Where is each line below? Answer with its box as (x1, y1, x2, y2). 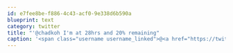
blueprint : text (7, 17, 54, 23)
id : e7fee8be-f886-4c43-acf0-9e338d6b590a (7, 10, 132, 17)
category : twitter (7, 23, 60, 30)
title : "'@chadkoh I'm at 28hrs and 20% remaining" (7, 29, 159, 36)
